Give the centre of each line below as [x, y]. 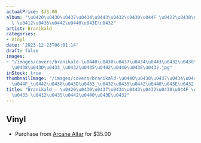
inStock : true [24, 73]
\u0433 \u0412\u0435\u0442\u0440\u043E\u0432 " [71, 95]
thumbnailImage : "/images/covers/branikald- [63, 78]
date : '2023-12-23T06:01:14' [42, 45]
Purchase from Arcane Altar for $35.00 [63, 134]
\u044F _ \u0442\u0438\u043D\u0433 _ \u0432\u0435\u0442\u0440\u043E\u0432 [103, 84]
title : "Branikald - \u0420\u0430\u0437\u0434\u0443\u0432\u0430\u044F [97, 90]
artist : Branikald [29, 28]
